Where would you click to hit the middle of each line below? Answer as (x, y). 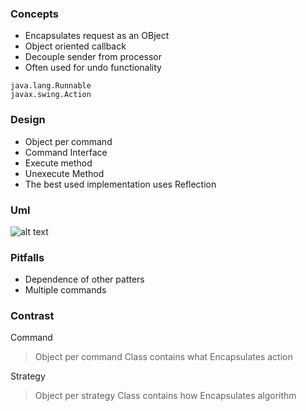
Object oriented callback (75, 46)
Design (28, 120)
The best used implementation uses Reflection (120, 184)
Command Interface (66, 152)
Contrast (32, 316)
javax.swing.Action (51, 95)
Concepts (35, 14)
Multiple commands (65, 290)
